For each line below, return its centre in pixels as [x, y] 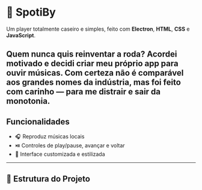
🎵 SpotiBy [31, 12]
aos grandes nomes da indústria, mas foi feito [94, 83]
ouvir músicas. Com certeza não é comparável [95, 73]
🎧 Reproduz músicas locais [50, 136]
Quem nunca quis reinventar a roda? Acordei [92, 54]
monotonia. [28, 101]
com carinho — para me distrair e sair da [84, 92]
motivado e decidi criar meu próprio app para [92, 63]
